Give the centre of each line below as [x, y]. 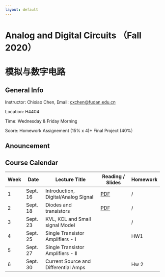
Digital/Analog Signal [69, 197]
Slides [114, 183]
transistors [58, 211]
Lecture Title [70, 179]
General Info [24, 90]
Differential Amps [65, 268]
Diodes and [59, 205]
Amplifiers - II [61, 253]
